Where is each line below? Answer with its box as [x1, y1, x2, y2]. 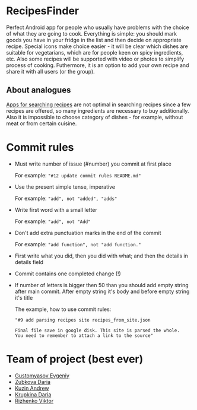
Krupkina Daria [14, 390, 52, 398]
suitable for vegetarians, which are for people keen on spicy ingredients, [6, 49, 183, 56]
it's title [14, 294, 33, 301]
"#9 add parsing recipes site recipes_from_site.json [14, 317, 151, 323]
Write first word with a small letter [14, 206, 98, 213]
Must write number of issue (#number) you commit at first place [14, 160, 172, 167]
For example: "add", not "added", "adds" [14, 195, 117, 202]
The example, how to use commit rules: [14, 306, 112, 313]
